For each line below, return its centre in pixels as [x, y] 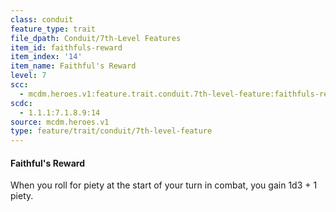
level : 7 [28, 76]
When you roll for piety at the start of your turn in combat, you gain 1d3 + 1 [164, 185]
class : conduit [42, 19]
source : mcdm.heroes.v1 [60, 122]
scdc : [21, 103]
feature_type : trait [53, 29]
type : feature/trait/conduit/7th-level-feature [111, 131]
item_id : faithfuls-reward [66, 47]
